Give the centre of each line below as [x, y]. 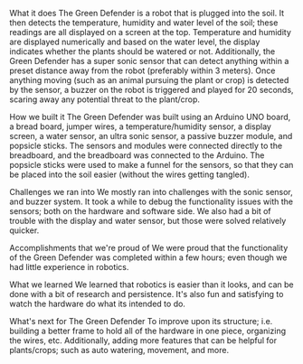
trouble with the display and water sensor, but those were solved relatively [148, 221]
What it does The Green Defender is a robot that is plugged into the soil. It [147, 13]
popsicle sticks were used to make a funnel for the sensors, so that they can [151, 165]
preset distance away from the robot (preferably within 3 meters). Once [142, 70]
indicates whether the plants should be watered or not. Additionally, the [142, 51]
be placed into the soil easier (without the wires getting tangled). [130, 174]
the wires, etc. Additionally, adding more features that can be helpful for [143, 341]
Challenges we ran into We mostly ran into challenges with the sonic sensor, [151, 192]
